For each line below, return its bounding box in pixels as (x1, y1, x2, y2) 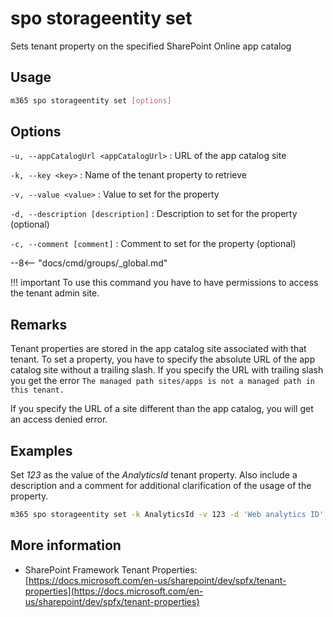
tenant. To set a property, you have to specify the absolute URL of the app (10, 353, 316, 366)
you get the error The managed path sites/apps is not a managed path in (10, 375, 315, 387)
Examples (10, 442, 73, 459)
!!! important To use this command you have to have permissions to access (10, 277, 319, 289)
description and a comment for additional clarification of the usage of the (10, 480, 312, 492)
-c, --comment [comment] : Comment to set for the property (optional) (10, 238, 297, 250)
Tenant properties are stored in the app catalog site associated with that (10, 343, 307, 355)
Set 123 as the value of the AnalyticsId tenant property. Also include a (10, 469, 298, 481)
